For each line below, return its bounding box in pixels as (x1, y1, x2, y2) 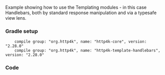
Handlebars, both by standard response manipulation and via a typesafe (5, 10, 157, 16)
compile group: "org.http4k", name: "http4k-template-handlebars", (14, 48, 160, 53)
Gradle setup (5, 27, 38, 34)
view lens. (5, 15, 26, 21)
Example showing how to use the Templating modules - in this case (5, 5, 147, 10)
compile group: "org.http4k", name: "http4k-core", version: (14, 39, 147, 45)
